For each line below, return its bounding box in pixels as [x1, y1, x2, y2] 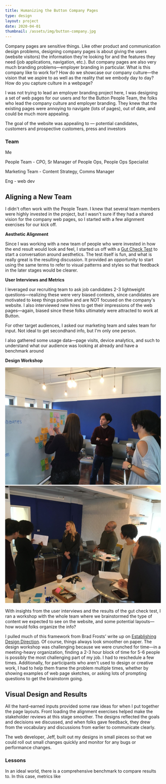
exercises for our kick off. [5, 221, 57, 228]
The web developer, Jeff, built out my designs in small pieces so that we [5, 734, 152, 740]
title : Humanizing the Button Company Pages [5, 8, 98, 13]
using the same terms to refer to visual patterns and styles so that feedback [5, 262, 160, 268]
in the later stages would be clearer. [5, 267, 78, 273]
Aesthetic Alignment [5, 231, 48, 237]
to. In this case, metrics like [5, 774, 61, 780]
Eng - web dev [5, 178, 35, 184]
